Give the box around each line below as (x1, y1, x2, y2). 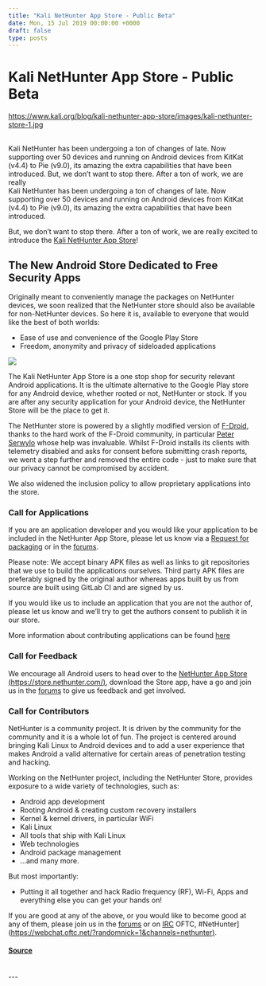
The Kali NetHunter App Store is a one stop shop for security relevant (8, 372, 236, 381)
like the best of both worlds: (8, 318, 100, 327)
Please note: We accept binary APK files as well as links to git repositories (8, 558, 250, 567)
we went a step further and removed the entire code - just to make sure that (8, 455, 256, 464)
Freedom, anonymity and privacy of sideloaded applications (19, 342, 217, 350)
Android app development (19, 796, 106, 806)
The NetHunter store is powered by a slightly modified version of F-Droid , (8, 421, 249, 430)
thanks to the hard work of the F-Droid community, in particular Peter (8, 429, 234, 439)
